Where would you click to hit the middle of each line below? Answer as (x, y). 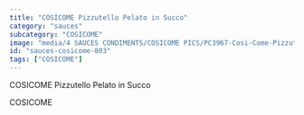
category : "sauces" (46, 26)
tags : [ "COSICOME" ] (46, 59)
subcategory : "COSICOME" (56, 34)
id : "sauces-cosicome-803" (60, 51)
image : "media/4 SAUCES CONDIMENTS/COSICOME (95, 43)
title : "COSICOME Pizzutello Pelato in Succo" (99, 18)
